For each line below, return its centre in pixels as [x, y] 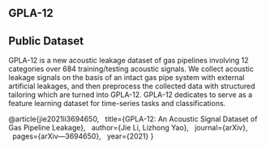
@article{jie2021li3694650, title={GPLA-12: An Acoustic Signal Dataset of [133, 119]
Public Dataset [46, 41]
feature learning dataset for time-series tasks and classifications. [117, 104]
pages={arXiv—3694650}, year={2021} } [83, 136]
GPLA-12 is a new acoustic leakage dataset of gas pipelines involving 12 [129, 61]
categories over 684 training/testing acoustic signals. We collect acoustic [131, 69]
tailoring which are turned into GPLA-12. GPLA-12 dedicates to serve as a [131, 95]
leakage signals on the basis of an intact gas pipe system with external [127, 78]
